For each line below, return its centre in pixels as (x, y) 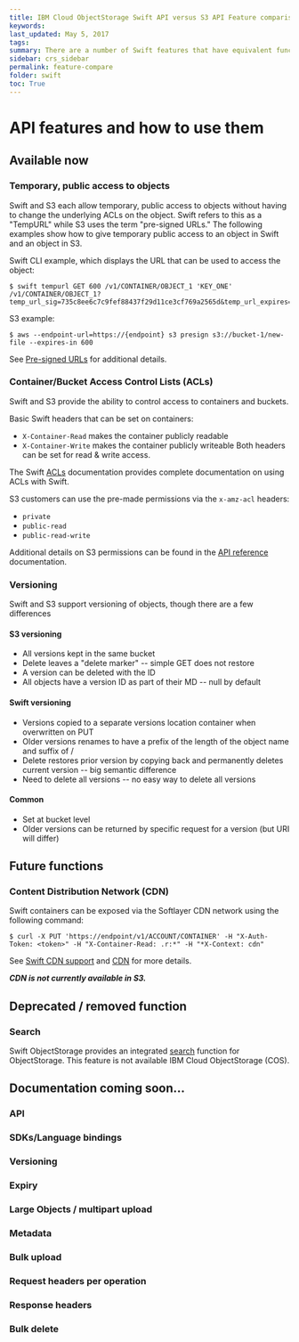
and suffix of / (48, 751)
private (36, 516)
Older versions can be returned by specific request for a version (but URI (156, 828)
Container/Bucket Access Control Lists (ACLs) (111, 382)
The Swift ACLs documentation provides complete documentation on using (147, 472)
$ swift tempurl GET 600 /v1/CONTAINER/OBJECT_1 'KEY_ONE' (121, 286)
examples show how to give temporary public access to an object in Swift (144, 233)
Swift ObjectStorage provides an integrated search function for (125, 1051)
